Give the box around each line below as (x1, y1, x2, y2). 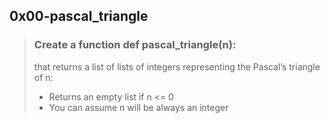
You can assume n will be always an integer (48, 101, 229, 113)
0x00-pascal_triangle (9, 8, 149, 25)
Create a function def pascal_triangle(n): (33, 38, 237, 52)
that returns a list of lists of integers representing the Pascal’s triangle (33, 60, 321, 73)
